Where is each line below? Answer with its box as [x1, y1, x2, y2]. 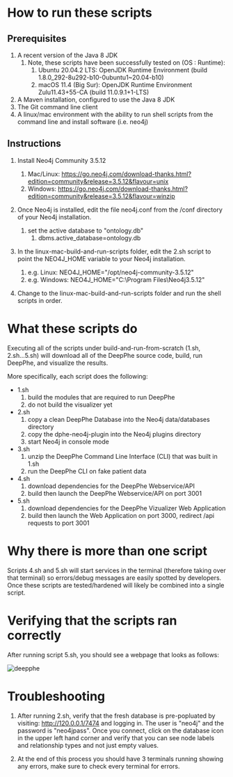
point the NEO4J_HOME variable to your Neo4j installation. [17, 254, 186, 262]
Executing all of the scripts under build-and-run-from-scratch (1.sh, [7, 343, 201, 352]
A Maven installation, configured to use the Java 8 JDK [17, 95, 175, 104]
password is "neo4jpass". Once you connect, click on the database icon [17, 726, 224, 735]
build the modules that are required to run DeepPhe [27, 393, 175, 401]
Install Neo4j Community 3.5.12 [17, 156, 106, 164]
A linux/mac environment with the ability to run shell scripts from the [17, 110, 214, 118]
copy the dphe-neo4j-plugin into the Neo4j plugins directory [27, 430, 202, 438]
